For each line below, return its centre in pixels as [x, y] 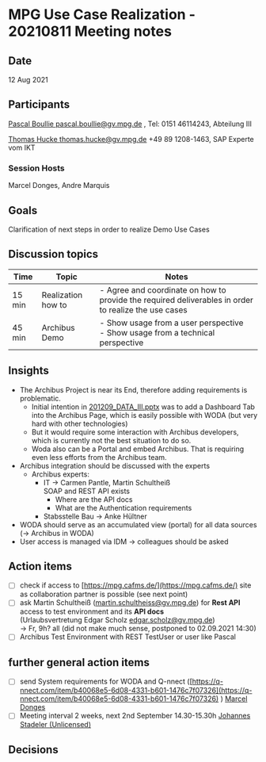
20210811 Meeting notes [90, 31]
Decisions [33, 750]
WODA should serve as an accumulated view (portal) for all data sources [138, 524]
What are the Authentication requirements [123, 507]
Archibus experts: [60, 474]
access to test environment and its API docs [92, 611]
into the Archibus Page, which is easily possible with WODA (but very [144, 415]
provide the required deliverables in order [176, 300]
